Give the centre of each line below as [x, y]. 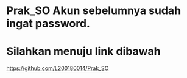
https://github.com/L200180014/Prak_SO [58, 68]
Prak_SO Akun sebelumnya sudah [94, 11]
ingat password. [48, 23]
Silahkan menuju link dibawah [83, 51]
